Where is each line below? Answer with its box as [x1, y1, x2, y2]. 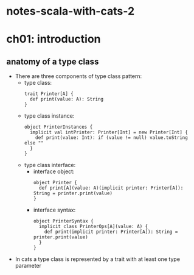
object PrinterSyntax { [33, 218, 94, 224]
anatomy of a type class [6, 56, 99, 66]
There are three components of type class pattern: [15, 73, 142, 80]
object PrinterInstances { [24, 124, 93, 130]
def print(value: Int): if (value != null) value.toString [35, 135, 189, 141]
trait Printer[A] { [24, 91, 74, 97]
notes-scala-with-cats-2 [6, 4, 135, 18]
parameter [15, 262, 41, 270]
